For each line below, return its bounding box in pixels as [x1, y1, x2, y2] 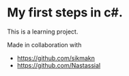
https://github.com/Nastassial [16, 61, 101, 69]
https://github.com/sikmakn [16, 53, 96, 62]
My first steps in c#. [7, 5, 123, 21]
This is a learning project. [7, 27, 78, 36]
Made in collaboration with [7, 40, 82, 49]
